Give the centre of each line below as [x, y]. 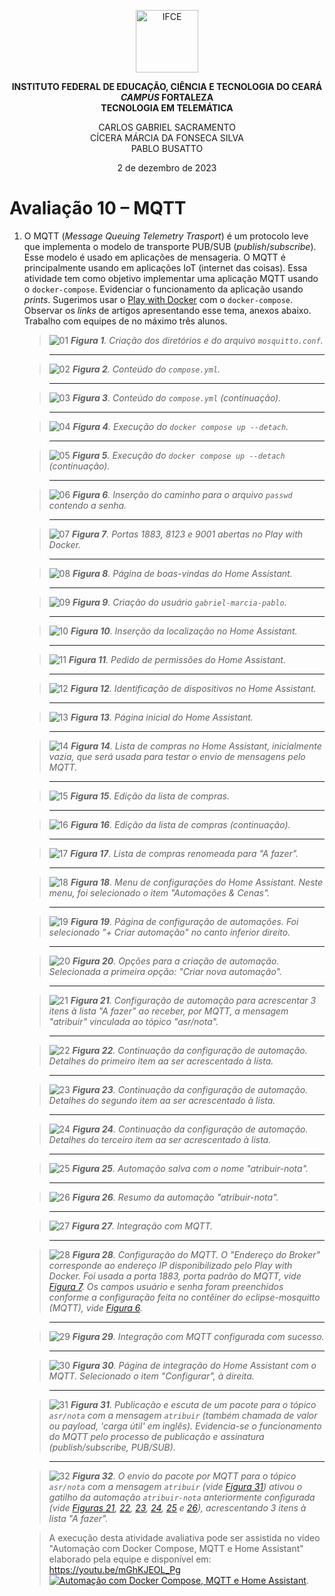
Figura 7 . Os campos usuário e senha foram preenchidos [166, 1286]
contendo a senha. [87, 505]
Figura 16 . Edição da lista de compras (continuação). [180, 824]
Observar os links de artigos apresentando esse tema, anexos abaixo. [167, 310]
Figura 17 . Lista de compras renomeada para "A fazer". [184, 853]
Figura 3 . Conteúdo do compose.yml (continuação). [177, 397]
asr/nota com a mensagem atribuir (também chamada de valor [183, 1415]
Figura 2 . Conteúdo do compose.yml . [146, 369]
